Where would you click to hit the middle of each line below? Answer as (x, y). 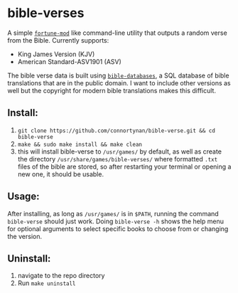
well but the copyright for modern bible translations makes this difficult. (112, 90)
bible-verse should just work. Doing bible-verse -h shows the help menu (115, 221)
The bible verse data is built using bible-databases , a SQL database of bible (118, 75)
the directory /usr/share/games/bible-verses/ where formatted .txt (118, 159)
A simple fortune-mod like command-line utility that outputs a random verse (117, 33)
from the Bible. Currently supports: (58, 40)
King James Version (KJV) (56, 54)
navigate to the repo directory (61, 276)
